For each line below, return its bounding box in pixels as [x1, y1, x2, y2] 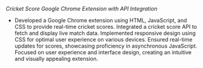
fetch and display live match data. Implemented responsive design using [14, 29, 196, 37]
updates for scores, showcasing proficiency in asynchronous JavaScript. [14, 42, 198, 49]
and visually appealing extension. [14, 55, 98, 62]
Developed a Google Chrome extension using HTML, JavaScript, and [14, 17, 187, 23]
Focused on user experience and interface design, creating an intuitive [14, 49, 192, 56]
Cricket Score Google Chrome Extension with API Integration [5, 5, 157, 12]
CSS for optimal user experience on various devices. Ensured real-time [14, 36, 193, 43]
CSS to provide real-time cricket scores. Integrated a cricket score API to [14, 23, 198, 30]
